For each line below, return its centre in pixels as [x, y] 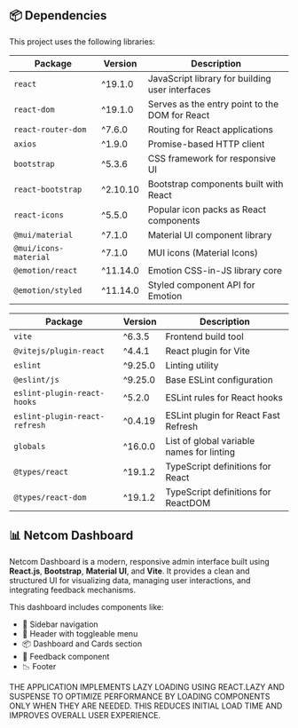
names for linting [200, 452]
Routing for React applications [210, 130]
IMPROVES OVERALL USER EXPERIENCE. [85, 715]
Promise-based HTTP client [206, 144]
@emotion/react [46, 270]
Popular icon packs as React [207, 210]
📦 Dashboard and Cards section [82, 644]
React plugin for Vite [208, 351]
